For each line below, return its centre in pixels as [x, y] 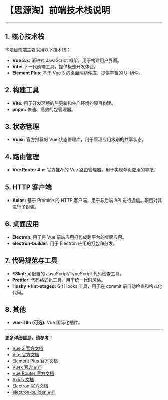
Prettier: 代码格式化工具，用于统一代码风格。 [59, 280]
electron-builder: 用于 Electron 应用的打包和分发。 [65, 243]
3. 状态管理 [22, 127]
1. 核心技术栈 [25, 36]
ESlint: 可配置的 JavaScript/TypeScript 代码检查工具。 [68, 273]
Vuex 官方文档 [27, 367]
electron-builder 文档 [34, 392]
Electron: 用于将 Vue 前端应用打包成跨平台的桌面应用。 [70, 237]
